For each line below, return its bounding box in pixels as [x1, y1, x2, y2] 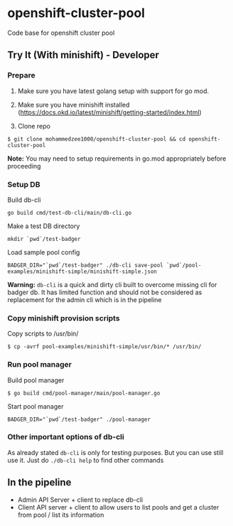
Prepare [7, 70, 36, 80]
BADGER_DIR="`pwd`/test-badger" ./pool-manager [7, 416, 151, 423]
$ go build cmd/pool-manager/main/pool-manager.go [7, 390, 161, 397]
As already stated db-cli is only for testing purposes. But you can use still [7, 448, 224, 456]
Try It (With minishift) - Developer [7, 49, 160, 61]
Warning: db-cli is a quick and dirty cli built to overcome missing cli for [7, 280, 217, 289]
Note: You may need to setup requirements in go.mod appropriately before [7, 154, 227, 163]
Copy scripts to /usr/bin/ [7, 329, 79, 338]
